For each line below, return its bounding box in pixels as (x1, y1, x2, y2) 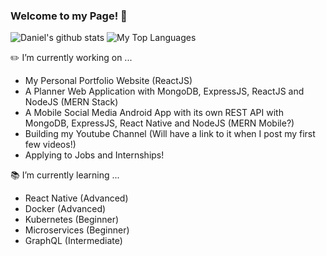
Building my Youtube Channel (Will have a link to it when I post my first (24, 128, 316, 140)
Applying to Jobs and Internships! (24, 149, 165, 161)
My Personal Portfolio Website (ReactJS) (24, 75, 193, 87)
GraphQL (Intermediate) (24, 235, 123, 247)
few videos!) (24, 139, 77, 151)
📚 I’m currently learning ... (10, 169, 120, 181)
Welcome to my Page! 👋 (10, 9, 128, 23)
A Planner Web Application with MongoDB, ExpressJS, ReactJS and (24, 85, 305, 98)
